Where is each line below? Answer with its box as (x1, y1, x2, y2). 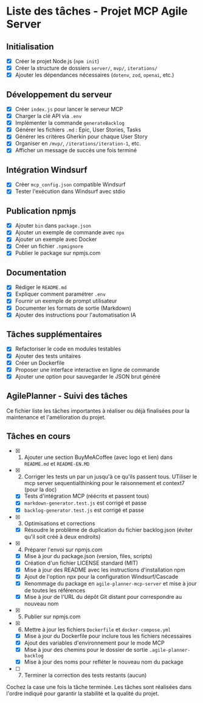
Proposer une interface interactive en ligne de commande (15, 366, 160, 373)
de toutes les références (24, 586, 86, 594)
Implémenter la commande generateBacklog (15, 119, 125, 127)
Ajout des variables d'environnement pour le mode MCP (24, 639, 165, 646)
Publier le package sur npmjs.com (15, 250, 101, 257)
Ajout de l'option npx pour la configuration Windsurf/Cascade (24, 573, 179, 580)
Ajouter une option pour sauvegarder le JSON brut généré (15, 372, 161, 380)
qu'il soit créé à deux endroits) (24, 533, 101, 540)
